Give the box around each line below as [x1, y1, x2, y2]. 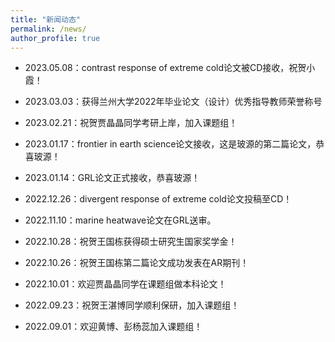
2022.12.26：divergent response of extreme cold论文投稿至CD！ [24, 193, 293, 205]
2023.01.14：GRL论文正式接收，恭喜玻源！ [24, 172, 201, 184]
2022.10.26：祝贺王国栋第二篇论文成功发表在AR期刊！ [24, 257, 250, 269]
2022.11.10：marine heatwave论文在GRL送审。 [24, 214, 217, 226]
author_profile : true [10, 33, 101, 43]
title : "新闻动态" [10, 14, 82, 25]
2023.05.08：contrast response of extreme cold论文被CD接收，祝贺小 [24, 62, 316, 74]
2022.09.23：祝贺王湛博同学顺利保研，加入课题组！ [24, 299, 240, 311]
